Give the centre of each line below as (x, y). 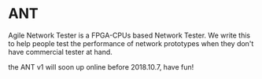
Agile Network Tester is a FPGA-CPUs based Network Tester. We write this (129, 35)
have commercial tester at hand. (60, 52)
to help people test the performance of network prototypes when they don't (131, 43)
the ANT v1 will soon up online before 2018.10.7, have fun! (101, 66)
